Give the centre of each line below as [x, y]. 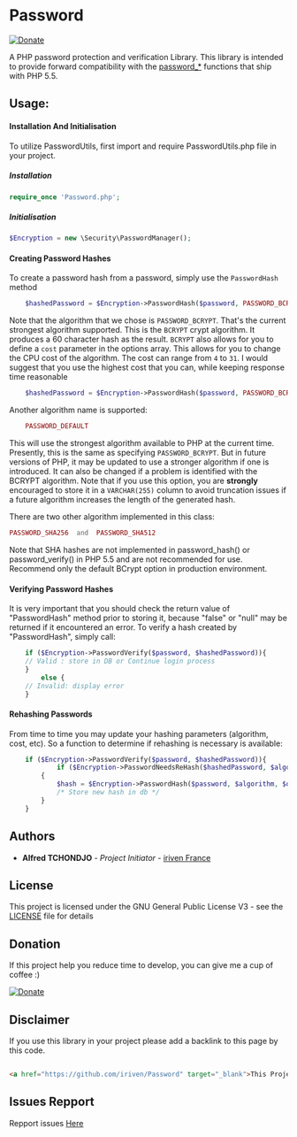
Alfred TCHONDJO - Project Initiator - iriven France [116, 857]
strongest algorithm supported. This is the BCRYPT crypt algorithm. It [132, 330]
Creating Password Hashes [60, 258]
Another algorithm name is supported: [78, 410]
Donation [35, 944]
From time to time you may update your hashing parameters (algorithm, [139, 734]
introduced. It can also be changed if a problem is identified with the [133, 472]
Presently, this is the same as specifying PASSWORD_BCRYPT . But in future [138, 453]
